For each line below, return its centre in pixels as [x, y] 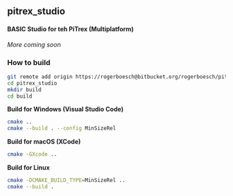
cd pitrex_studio [32, 83]
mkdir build [24, 89]
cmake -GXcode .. [32, 154]
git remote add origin [40, 77]
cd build [20, 96]
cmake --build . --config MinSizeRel [62, 128]
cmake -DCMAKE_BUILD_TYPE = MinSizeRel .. [67, 180]
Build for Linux [28, 168]
